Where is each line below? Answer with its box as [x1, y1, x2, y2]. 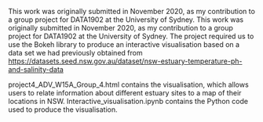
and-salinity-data [8, 65, 64, 74]
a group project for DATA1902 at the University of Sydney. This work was [8, 15, 244, 24]
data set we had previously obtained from [8, 48, 143, 57]
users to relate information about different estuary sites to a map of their [8, 88, 242, 97]
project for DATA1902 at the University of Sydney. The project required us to [8, 31, 254, 41]
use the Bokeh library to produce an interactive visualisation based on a [8, 40, 240, 49]
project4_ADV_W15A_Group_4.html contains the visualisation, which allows [8, 80, 249, 89]
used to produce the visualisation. [8, 105, 118, 114]
